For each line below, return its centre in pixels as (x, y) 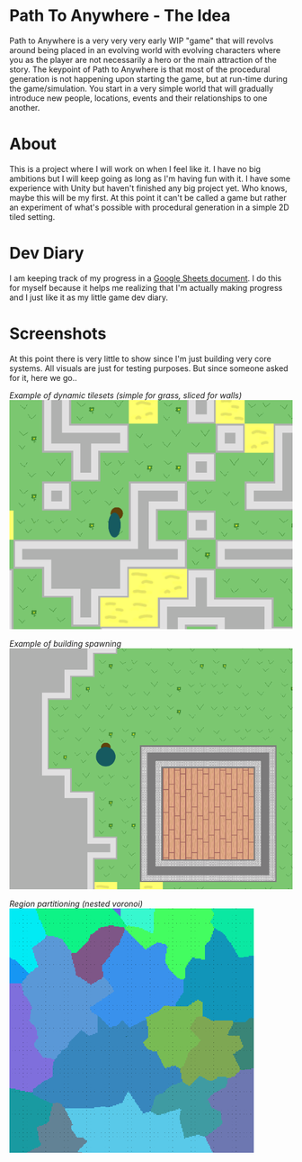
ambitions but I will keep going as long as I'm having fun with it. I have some (150, 178)
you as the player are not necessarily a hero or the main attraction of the (143, 59)
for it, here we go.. (44, 377)
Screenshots (58, 333)
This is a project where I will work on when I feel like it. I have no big (135, 168)
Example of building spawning (66, 643)
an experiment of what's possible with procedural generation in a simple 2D (149, 207)
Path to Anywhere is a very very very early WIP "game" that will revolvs (142, 41)
